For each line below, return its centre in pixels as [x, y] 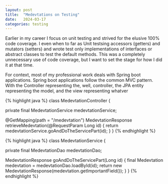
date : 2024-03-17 [26, 19]
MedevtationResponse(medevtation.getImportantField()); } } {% [71, 171]
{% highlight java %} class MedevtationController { [58, 101]
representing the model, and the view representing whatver [67, 91]
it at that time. [19, 65]
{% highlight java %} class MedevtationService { [56, 141]
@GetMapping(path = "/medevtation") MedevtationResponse [69, 120]
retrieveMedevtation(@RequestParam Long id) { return [62, 126]
